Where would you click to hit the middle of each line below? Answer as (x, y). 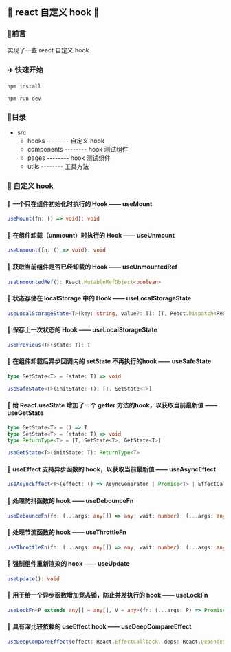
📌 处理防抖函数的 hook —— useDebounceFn (70, 500)
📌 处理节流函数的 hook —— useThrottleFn (67, 532)
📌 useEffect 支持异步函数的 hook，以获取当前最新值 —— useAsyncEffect (112, 469)
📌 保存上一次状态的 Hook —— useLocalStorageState (82, 330)
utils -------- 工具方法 (58, 167)
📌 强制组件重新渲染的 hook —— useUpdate (68, 564)
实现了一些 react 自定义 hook (48, 50)
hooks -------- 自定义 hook (66, 141)
